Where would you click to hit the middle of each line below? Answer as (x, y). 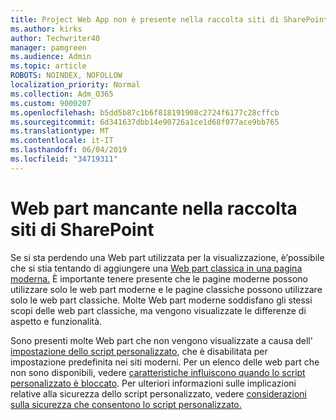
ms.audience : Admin (51, 57)
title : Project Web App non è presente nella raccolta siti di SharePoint (169, 19)
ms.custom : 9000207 (51, 103)
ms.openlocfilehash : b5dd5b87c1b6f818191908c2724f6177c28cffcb (145, 112)
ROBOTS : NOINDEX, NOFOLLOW (66, 76)
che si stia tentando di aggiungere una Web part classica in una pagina (156, 268)
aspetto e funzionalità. (56, 321)
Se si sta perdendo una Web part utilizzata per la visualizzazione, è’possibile (167, 257)
